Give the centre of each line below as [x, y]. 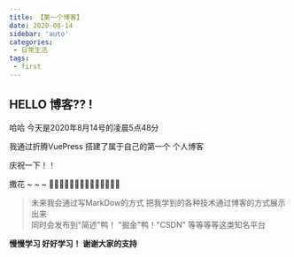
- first [27, 67]
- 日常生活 [31, 50]
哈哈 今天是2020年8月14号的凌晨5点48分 [84, 127]
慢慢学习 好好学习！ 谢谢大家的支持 [73, 243]
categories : [31, 42]
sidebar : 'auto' [39, 34]
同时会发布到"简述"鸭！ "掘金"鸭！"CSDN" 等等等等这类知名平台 [148, 224]
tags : [19, 58]
